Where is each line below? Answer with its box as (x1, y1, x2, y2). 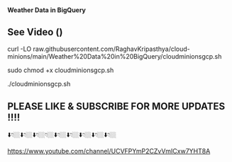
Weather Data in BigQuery (7, 6, 87, 14)
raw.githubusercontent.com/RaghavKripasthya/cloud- (33, 45, 190, 53)
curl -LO (7, 45, 32, 53)
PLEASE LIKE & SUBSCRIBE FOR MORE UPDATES (7, 100, 226, 112)
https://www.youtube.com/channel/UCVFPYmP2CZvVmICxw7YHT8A (7, 147, 211, 156)
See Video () (7, 25, 63, 38)
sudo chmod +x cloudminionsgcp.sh (7, 66, 114, 74)
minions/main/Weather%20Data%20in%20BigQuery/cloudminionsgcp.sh (7, 52, 222, 61)
